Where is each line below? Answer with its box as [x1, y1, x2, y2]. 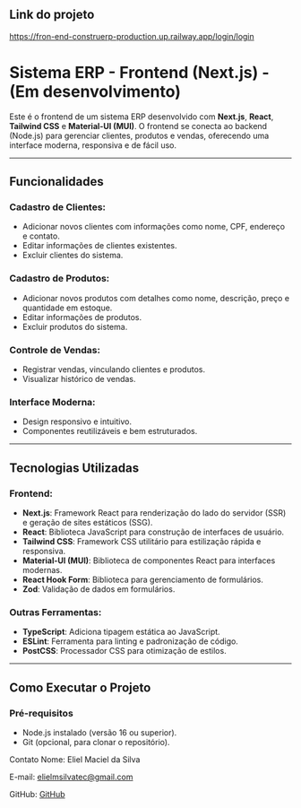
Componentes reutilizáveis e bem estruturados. [21, 426, 198, 437]
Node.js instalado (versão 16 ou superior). [21, 727, 177, 738]
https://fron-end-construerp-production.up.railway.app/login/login [9, 30, 255, 41]
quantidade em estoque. [21, 302, 113, 313]
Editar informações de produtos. [21, 311, 142, 322]
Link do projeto [9, 7, 95, 22]
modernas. [21, 565, 63, 576]
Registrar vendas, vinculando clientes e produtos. [21, 364, 206, 375]
